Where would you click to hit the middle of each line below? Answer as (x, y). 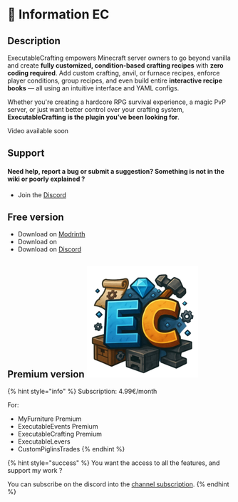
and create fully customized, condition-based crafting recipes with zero (115, 66)
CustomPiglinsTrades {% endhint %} (71, 449)
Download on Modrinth (51, 234)
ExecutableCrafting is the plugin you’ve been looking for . (94, 117)
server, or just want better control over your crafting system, (96, 109)
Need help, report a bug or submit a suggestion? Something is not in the (116, 171)
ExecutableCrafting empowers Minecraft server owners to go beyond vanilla (119, 58)
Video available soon (38, 131)
